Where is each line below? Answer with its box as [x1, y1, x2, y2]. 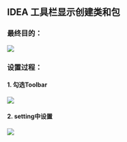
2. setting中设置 [7, 112, 53, 121]
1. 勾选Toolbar [7, 81, 48, 89]
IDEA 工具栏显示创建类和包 [7, 6, 121, 18]
